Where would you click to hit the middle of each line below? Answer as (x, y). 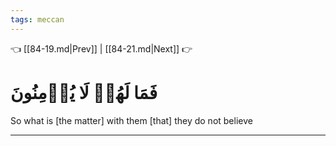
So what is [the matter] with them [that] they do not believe (131, 120)
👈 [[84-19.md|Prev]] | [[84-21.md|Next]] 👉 (101, 48)
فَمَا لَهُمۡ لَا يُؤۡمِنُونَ (84, 92)
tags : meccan (37, 19)
